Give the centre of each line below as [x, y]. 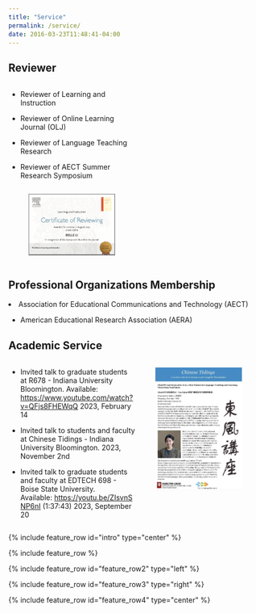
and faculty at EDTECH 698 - [68, 481]
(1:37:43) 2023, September [87, 506]
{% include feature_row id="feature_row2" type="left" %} [104, 569]
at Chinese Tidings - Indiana [67, 439]
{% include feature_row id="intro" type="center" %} [95, 538]
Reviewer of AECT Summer [65, 167]
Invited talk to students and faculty [77, 430]
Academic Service [56, 345]
